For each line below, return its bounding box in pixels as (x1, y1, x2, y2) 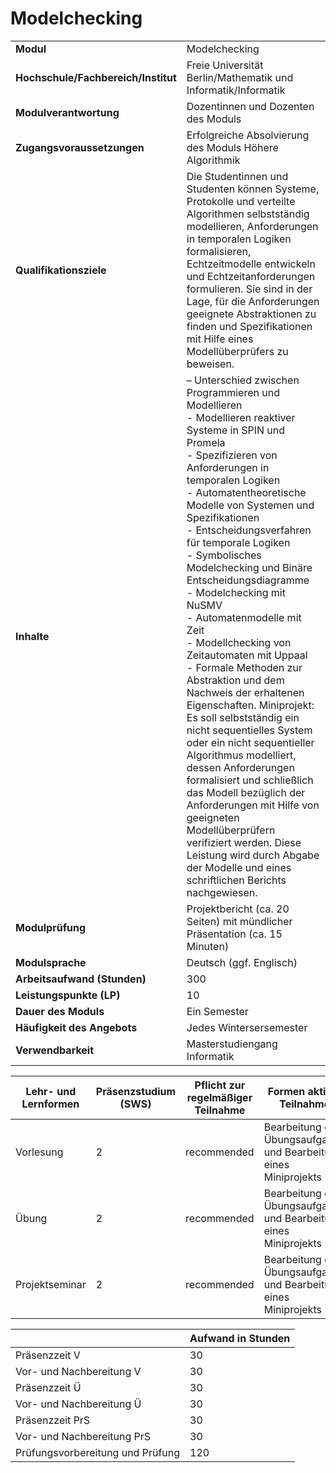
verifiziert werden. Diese (186, 835, 302, 849)
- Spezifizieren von (186, 448, 278, 462)
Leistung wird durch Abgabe (186, 848, 320, 862)
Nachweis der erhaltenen (186, 685, 305, 699)
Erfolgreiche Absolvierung (186, 128, 310, 142)
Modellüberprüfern (186, 823, 276, 837)
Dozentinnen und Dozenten (186, 99, 315, 113)
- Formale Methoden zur (186, 660, 303, 674)
